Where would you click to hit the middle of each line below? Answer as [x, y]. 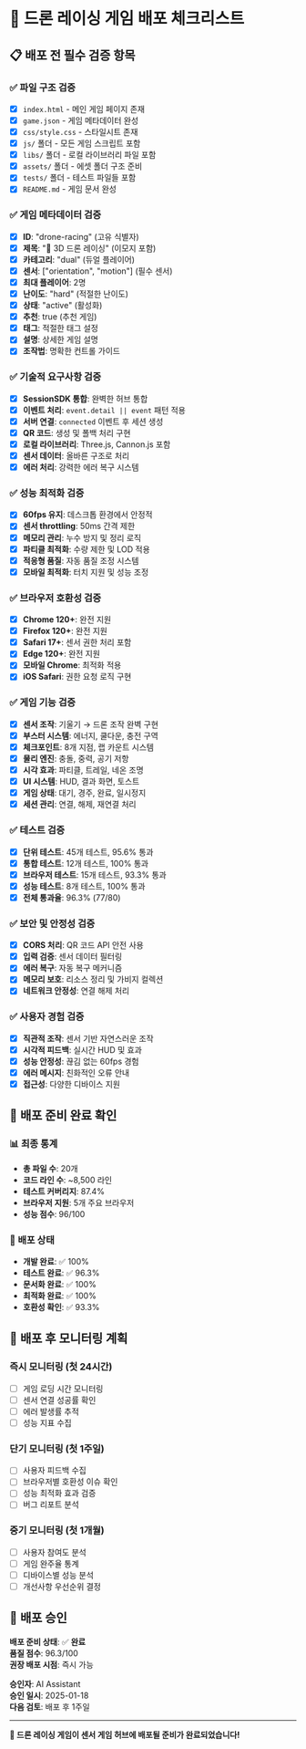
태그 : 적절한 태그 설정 [60, 328]
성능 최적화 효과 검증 [59, 1494]
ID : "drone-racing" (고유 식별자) [81, 236]
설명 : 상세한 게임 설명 [60, 339]
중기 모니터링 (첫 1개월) [57, 1531]
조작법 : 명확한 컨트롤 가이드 [71, 351]
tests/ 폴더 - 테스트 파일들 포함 [79, 178]
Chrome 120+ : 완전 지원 [67, 619]
